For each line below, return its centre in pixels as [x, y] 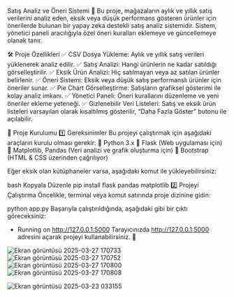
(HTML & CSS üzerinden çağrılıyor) [58, 158]
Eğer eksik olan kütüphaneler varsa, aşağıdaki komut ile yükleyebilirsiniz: [112, 171]
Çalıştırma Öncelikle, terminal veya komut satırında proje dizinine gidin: [109, 195]
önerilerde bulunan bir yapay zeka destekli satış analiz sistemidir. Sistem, [112, 25]
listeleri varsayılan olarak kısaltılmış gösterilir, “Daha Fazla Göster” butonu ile [117, 111]
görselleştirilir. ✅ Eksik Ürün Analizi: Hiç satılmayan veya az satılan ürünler [114, 72]
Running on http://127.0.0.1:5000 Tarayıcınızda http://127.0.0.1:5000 [113, 229]
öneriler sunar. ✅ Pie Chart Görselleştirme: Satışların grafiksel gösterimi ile [114, 88]
